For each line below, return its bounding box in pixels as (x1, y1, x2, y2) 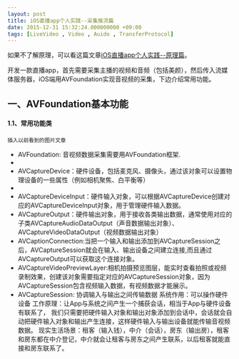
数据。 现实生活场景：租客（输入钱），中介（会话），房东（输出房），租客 (17, 325, 230, 334)
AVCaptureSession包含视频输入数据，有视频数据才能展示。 (17, 281, 192, 290)
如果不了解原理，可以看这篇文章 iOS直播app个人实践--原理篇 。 (7, 51, 191, 59)
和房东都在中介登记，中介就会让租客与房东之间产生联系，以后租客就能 (17, 335, 225, 343)
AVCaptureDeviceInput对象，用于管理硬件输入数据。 (30, 201, 185, 209)
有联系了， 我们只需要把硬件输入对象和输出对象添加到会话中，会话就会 (17, 308, 226, 316)
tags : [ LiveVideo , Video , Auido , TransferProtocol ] (7, 30, 174, 38)
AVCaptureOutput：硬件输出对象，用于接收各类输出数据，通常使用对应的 (17, 210, 233, 218)
